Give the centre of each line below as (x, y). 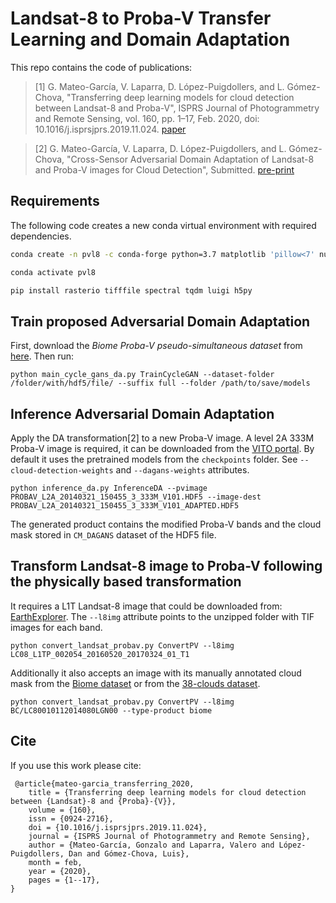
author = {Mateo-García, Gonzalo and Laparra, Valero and (151, 845)
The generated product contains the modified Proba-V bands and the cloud (166, 524)
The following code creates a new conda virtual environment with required (163, 225)
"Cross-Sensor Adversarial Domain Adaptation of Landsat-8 (190, 159)
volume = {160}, (62, 810)
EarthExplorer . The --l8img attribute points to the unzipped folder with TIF (162, 616)
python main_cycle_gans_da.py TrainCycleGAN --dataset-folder (142, 375)
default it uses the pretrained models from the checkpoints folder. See (154, 459)
